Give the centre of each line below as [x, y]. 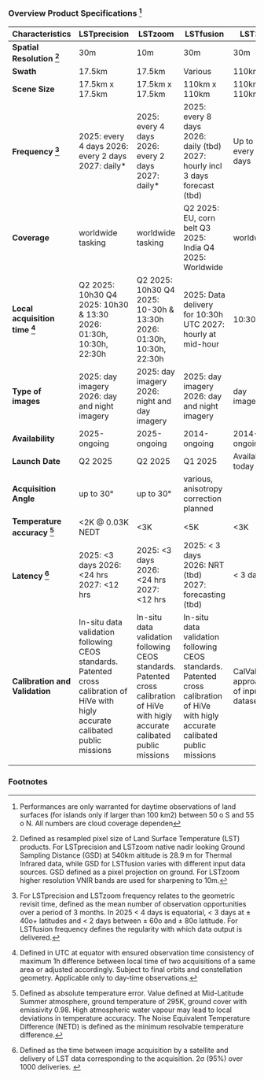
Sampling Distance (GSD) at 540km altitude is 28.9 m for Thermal [126, 855]
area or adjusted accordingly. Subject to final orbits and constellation [131, 969]
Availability [33, 439]
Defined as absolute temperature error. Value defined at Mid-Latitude [131, 993]
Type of [27, 391]
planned [198, 509]
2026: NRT [204, 565]
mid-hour [202, 344]
